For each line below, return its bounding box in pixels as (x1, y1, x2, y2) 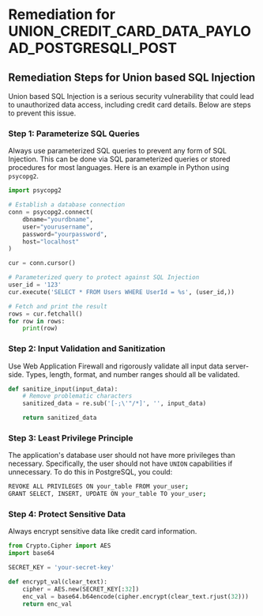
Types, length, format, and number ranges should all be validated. (25, 369, 240, 379)
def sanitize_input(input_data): (8, 385, 118, 393)
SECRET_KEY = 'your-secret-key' (8, 564, 115, 572)
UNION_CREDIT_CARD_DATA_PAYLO (8, 22, 251, 40)
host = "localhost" (22, 237, 80, 246)
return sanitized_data (22, 414, 97, 422)
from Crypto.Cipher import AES (8, 542, 111, 550)
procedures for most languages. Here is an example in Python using (8, 163, 230, 172)
